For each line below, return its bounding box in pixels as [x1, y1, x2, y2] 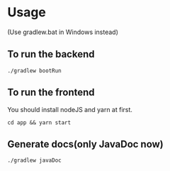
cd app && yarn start [7, 118, 72, 126]
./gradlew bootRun [7, 67, 62, 75]
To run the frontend [7, 87, 95, 99]
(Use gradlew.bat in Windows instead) [7, 28, 119, 36]
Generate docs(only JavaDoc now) [7, 138, 164, 150]
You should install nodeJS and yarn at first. [7, 105, 133, 114]
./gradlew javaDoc [7, 157, 62, 164]
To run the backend [7, 48, 95, 60]
